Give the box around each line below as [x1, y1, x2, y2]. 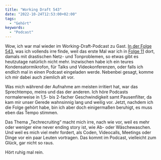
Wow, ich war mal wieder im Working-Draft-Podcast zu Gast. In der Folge [5, 43, 152, 49]
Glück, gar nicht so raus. [5, 140, 54, 145]
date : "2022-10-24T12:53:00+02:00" [5, 12, 77, 17]
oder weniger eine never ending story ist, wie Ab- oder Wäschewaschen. [5, 124, 152, 130]
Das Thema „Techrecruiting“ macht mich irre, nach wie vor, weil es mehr [5, 119, 150, 125]
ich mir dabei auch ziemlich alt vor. [5, 74, 75, 80]
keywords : [5, 25, 25, 30]
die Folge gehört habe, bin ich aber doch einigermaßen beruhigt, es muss [5, 104, 152, 110]
